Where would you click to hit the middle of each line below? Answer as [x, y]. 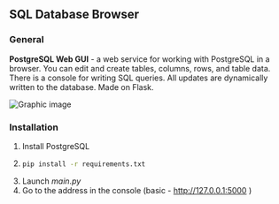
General [27, 40]
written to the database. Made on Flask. [81, 87]
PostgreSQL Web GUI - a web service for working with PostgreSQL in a [139, 59]
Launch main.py [51, 181]
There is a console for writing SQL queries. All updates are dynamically [139, 78]
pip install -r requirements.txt [84, 164]
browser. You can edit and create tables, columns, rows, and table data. [140, 68]
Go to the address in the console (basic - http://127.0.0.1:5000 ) [137, 190]
